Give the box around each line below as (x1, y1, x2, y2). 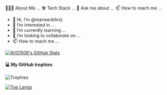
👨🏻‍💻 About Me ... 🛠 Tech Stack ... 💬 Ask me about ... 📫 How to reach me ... (5, 5, 162, 11)
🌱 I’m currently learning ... (12, 27, 66, 33)
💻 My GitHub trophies (5, 61, 53, 67)
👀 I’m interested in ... (12, 22, 55, 27)
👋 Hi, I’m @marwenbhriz (12, 16, 63, 22)
